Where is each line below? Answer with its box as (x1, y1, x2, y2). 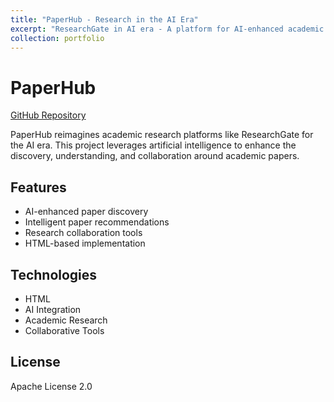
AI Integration (24, 303, 82, 315)
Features (10, 179, 67, 196)
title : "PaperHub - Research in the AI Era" (10, 14, 199, 25)
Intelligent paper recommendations (24, 216, 170, 228)
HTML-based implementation (24, 237, 146, 250)
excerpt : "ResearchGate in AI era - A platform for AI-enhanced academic (10, 24, 325, 34)
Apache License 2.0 (10, 380, 93, 392)
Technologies (10, 266, 98, 283)
